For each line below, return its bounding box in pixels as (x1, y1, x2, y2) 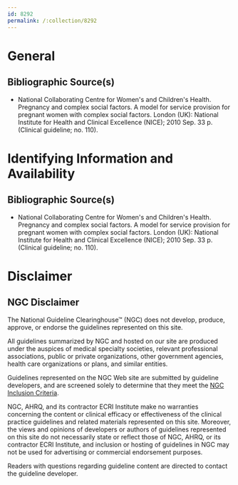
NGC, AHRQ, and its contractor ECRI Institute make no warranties (7, 402, 199, 411)
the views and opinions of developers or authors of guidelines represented (7, 425, 227, 434)
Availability (7, 165, 76, 182)
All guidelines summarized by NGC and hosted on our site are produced (7, 337, 219, 345)
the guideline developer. (7, 469, 78, 478)
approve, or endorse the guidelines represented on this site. (7, 322, 183, 332)
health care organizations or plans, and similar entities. (7, 359, 168, 368)
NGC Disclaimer (7, 297, 80, 309)
